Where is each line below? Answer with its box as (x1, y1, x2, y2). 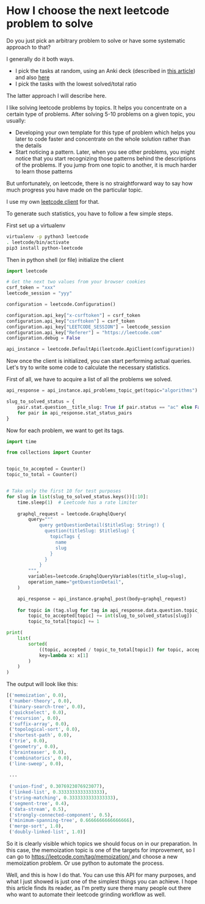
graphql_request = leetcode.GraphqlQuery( (17, 510, 127, 517)
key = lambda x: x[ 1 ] (38, 652, 88, 659)
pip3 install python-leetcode (6, 245, 84, 251)
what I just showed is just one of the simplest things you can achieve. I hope (6, 878, 198, 885)
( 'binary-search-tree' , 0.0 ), (9, 703, 86, 710)
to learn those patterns (15, 168, 73, 175)
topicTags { (49, 534, 81, 540)
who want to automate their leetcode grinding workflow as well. (6, 891, 167, 898)
